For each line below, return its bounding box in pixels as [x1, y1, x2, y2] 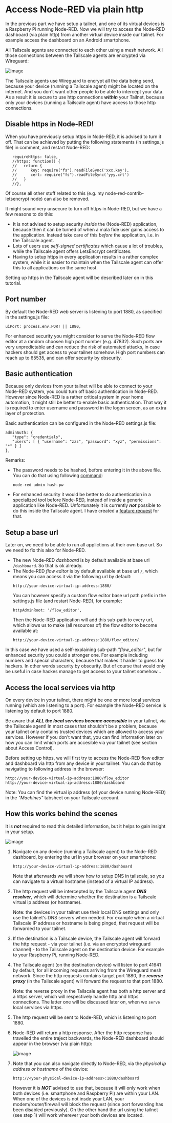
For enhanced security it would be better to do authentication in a [12, 491, 151, 498]
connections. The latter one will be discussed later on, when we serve [12, 999, 160, 1005]
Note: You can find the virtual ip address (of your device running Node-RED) [5, 789, 166, 795]
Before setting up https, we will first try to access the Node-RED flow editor [5, 755, 164, 761]
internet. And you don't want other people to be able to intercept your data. [5, 88, 164, 94]
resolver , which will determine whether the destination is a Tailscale [12, 894, 157, 900]
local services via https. [12, 1004, 63, 1010]
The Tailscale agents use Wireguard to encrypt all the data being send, [5, 77, 155, 84]
